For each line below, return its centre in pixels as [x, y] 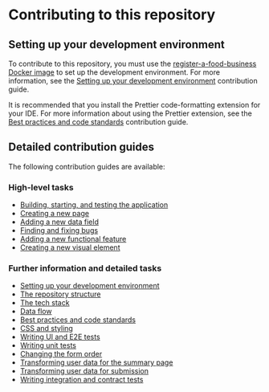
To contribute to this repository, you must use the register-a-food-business [132, 63]
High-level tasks [41, 187]
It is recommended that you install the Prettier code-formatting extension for [134, 105]
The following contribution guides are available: [87, 166]
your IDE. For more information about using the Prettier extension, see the [130, 113]
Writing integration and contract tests [82, 380]
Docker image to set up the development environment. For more [114, 72]
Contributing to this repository [112, 15]
